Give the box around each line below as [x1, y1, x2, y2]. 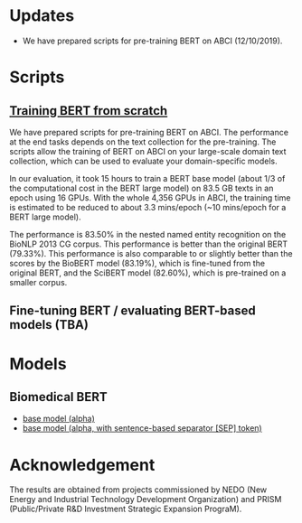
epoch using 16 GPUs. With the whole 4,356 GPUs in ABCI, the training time [9, 191, 291, 203]
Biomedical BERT [9, 389, 108, 405]
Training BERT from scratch [9, 103, 168, 118]
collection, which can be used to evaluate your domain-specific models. [9, 155, 278, 166]
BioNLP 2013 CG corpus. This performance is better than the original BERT [9, 238, 288, 249]
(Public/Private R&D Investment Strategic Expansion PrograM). [9, 503, 242, 515]
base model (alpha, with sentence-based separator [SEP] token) [22, 423, 262, 434]
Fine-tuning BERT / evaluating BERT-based [9, 304, 256, 319]
